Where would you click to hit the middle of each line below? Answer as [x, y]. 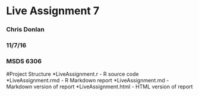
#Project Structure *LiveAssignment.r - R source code [72, 74]
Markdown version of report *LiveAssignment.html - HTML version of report [99, 87]
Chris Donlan [25, 30]
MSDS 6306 [24, 61]
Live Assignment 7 [53, 11]
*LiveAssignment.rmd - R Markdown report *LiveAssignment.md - [88, 81]
